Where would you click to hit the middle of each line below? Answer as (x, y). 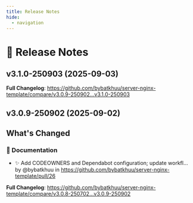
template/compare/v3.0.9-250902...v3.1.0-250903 (68, 94)
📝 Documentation (32, 150)
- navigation (28, 23)
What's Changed (38, 133)
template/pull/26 (35, 176)
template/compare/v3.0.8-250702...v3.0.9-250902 (69, 194)
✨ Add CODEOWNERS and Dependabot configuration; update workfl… (101, 163)
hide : (13, 17)
